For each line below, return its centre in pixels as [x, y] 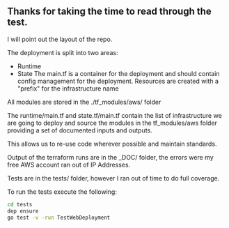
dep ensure [23, 211]
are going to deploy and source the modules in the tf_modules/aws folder [112, 123]
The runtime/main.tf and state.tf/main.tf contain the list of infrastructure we [115, 115]
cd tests [20, 204]
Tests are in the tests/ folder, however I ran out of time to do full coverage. [113, 178]
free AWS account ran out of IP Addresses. [69, 165]
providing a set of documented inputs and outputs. [80, 130]
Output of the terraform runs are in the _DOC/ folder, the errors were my [110, 157]
